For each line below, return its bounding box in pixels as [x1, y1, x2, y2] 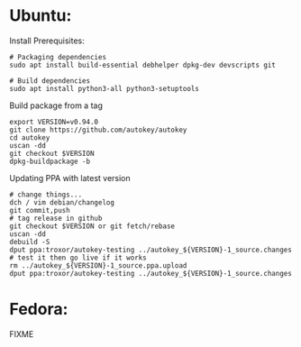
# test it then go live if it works [9, 253, 147, 262]
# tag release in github [9, 214, 103, 223]
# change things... [9, 190, 83, 199]
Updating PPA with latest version [9, 172, 131, 183]
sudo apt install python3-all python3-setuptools [9, 84, 200, 93]
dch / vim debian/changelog [9, 197, 115, 207]
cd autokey [9, 132, 50, 142]
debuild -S [9, 237, 50, 246]
